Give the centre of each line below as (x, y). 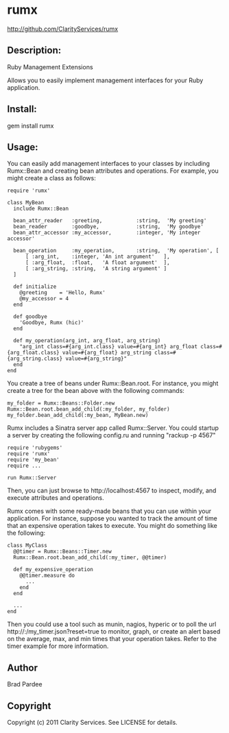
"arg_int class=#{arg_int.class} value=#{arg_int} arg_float (108, 347)
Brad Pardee (25, 684)
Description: (34, 50)
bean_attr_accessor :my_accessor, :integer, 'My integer (107, 233)
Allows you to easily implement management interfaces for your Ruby (105, 80)
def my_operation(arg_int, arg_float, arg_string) (87, 341)
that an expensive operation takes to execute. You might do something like (112, 526)
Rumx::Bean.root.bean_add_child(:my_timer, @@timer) (90, 557)
